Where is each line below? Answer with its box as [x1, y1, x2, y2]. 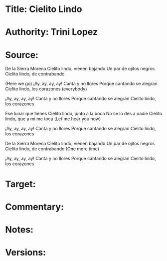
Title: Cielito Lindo [5, 3, 82, 15]
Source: [5, 49, 39, 60]
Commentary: [5, 201, 64, 213]
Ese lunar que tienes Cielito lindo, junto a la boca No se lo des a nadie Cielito [5, 111, 163, 117]
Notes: [5, 224, 34, 235]
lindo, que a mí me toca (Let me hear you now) [5, 116, 101, 122]
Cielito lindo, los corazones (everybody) [5, 86, 87, 92]
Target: [5, 178, 36, 190]
